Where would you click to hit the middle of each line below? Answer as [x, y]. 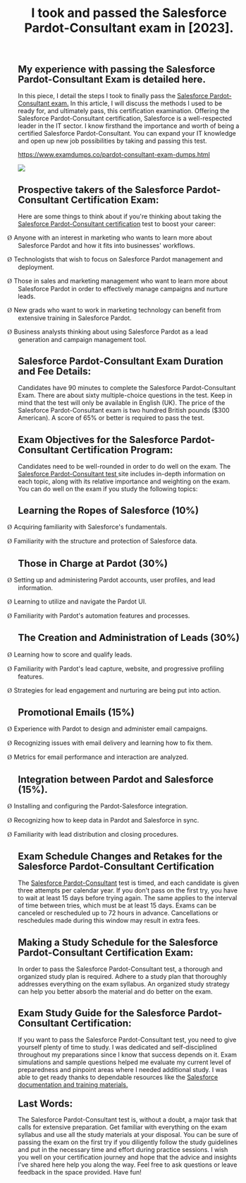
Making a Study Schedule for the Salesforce [118, 942]
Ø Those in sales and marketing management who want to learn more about [118, 281]
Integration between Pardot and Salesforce [116, 779]
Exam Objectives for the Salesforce [98, 440]
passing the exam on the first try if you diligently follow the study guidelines [128, 1142]
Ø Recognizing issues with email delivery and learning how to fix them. [110, 743]
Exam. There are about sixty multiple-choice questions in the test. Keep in [125, 395]
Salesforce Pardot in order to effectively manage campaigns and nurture [123, 288]
